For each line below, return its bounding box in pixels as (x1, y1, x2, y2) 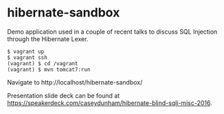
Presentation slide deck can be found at (7, 91, 120, 100)
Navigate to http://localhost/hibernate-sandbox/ (7, 78, 143, 87)
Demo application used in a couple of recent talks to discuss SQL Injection (7, 27, 218, 36)
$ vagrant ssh (7, 54, 48, 61)
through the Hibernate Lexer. (7, 34, 89, 43)
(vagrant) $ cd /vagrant (7, 60, 78, 67)
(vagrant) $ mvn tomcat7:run (7, 66, 91, 73)
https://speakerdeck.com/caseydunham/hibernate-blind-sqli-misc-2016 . (7, 98, 213, 107)
